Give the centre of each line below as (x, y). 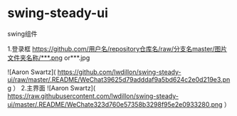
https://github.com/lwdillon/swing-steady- (119, 72)
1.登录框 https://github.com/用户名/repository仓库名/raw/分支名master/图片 (117, 48)
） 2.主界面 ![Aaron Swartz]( (54, 88)
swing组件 (22, 33)
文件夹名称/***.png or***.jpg (49, 58)
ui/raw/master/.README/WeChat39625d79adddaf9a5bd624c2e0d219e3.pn (119, 79)
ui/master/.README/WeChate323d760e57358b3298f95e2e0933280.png (115, 104)
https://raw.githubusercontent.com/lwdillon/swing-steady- (93, 96)
